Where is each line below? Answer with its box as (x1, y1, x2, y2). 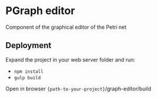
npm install (14, 69, 44, 75)
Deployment (5, 40, 52, 50)
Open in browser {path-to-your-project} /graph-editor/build (5, 85, 151, 92)
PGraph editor (5, 4, 75, 18)
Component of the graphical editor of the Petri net (5, 23, 127, 31)
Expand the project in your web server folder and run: (5, 56, 136, 63)
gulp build (14, 75, 41, 80)
